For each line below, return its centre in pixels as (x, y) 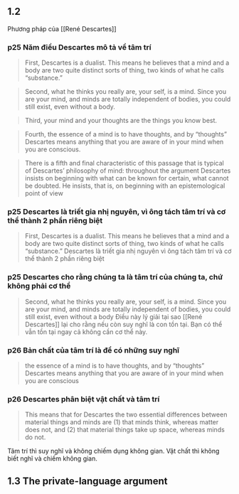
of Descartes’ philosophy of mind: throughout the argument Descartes (128, 171)
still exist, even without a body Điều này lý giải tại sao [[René (113, 316)
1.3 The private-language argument (87, 481)
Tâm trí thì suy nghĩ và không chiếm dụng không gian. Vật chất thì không (113, 451)
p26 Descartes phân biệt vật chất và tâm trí (84, 399)
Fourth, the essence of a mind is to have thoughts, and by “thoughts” (126, 134)
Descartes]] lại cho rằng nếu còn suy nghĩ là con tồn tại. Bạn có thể (123, 324)
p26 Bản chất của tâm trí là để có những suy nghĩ (94, 350)
